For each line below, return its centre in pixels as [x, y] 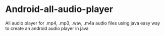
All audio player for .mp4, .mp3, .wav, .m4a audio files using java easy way [83, 23]
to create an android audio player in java [47, 28]
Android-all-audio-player [59, 9]
